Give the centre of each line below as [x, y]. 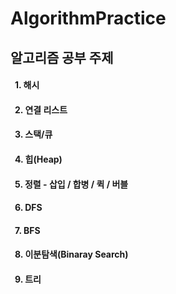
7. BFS [27, 230]
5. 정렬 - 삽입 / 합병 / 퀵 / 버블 [71, 184]
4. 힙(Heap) [38, 159]
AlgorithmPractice [88, 18]
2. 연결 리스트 [41, 109]
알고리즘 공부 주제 [62, 57]
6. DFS [28, 208]
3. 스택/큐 [33, 134]
